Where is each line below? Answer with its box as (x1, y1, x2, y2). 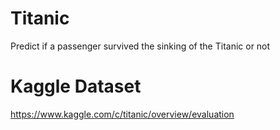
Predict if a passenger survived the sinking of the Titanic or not (10, 40, 271, 52)
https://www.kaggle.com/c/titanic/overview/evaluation (10, 108, 235, 120)
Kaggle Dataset (10, 75, 142, 98)
